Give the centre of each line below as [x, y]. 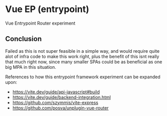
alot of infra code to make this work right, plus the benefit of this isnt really [82, 56]
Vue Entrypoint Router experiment [40, 23]
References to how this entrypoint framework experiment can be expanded [83, 77]
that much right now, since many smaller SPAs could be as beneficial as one [84, 62]
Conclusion [24, 39]
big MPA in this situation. [31, 67]
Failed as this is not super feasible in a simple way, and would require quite [82, 51]
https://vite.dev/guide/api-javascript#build [56, 92]
